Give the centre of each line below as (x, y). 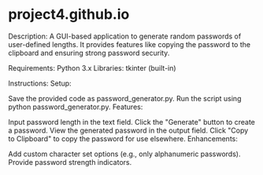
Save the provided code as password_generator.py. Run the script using (125, 98)
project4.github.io (69, 15)
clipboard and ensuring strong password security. (89, 53)
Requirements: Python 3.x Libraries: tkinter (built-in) (92, 67)
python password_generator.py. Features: (76, 107)
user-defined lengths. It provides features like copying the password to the (129, 44)
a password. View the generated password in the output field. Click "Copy (128, 130)
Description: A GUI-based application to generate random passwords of (125, 36)
